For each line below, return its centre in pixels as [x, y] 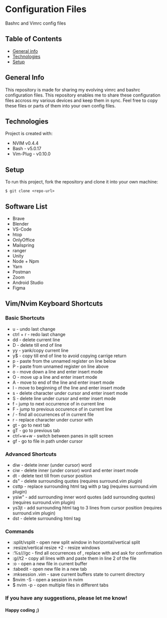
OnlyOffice [23, 240]
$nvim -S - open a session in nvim [48, 580]
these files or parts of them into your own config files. [60, 106]
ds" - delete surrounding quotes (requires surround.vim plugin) [77, 481]
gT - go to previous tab [36, 430]
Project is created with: [29, 134]
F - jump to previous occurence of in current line [62, 409]
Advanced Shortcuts [31, 454]
